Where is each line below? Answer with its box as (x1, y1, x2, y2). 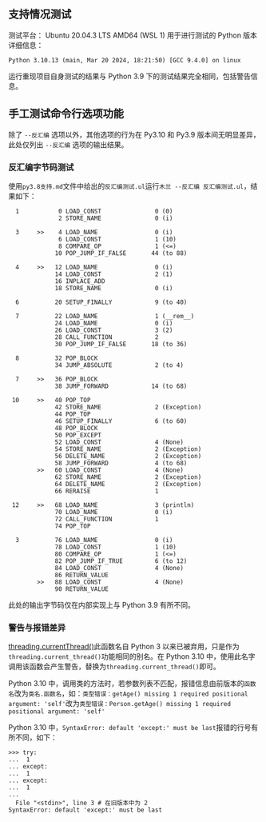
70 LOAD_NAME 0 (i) (54, 508, 173, 516)
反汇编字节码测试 (8, 162, 74, 173)
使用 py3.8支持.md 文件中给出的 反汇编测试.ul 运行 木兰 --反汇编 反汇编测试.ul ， (8, 181, 252, 190)
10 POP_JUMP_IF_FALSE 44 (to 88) (54, 249, 188, 257)
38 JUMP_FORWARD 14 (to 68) (54, 382, 188, 390)
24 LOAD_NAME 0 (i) (54, 319, 173, 327)
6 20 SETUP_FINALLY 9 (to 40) (15, 298, 188, 306)
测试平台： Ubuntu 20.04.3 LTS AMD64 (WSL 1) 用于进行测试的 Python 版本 (8, 30, 258, 40)
